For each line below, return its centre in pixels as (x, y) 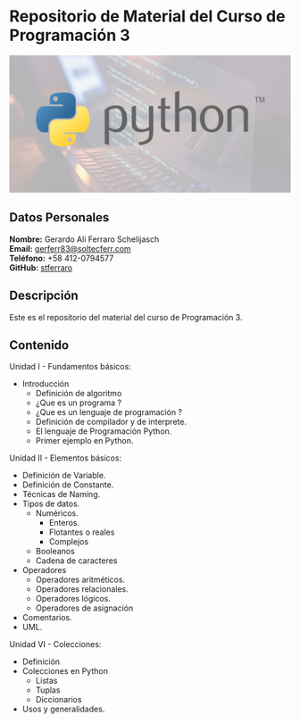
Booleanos (55, 552)
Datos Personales (59, 217)
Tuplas (48, 690)
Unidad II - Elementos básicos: (66, 458)
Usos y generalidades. (63, 709)
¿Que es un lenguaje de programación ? (109, 412)
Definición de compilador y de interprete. (111, 422)
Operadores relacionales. (82, 589)
